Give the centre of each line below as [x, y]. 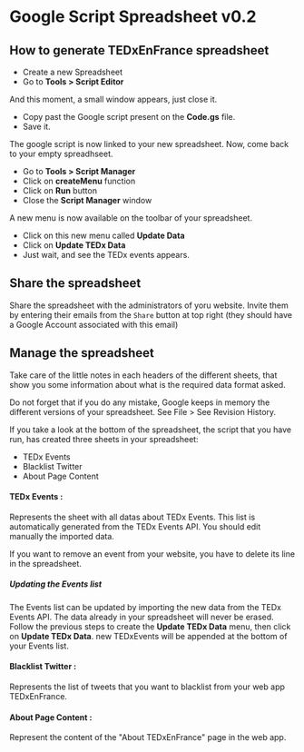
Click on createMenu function [79, 181]
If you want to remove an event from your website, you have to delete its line [152, 554]
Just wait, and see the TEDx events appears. [106, 255]
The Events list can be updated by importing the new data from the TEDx [145, 607]
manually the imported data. [62, 536]
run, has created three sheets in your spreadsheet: [104, 439]
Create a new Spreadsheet [73, 72]
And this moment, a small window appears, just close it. [113, 99]
